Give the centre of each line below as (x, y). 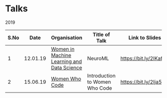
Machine (61, 55)
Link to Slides (145, 38)
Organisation (67, 38)
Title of (101, 34)
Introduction (101, 76)
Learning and (66, 61)
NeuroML (98, 58)
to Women (99, 82)
